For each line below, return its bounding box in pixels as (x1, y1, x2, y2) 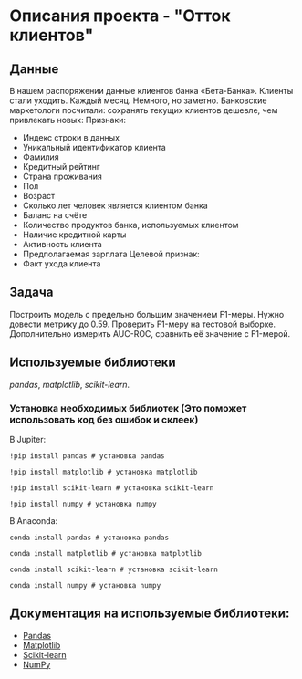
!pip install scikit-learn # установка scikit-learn (9, 483, 214, 493)
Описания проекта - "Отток (9, 5, 231, 26)
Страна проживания (22, 171, 102, 182)
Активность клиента (22, 239, 102, 249)
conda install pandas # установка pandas (9, 533, 170, 542)
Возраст (22, 191, 56, 201)
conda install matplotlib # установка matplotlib (9, 548, 203, 558)
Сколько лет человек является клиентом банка (22, 200, 208, 211)
